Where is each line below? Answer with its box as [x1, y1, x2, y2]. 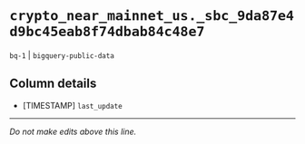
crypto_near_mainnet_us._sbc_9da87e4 [9, 7, 295, 24]
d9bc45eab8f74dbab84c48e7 [9, 24, 205, 41]
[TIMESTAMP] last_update [22, 100, 123, 110]
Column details [9, 76, 97, 91]
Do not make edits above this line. [9, 126, 137, 137]
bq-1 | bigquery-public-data [9, 49, 115, 61]
